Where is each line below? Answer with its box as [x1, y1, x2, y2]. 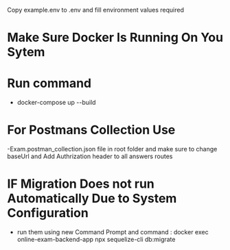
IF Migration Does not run [7, 176, 154, 192]
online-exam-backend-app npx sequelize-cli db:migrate [16, 236, 176, 243]
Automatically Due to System [7, 191, 177, 206]
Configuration [7, 205, 89, 221]
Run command [7, 75, 91, 91]
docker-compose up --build [16, 99, 96, 107]
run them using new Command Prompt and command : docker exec [16, 228, 209, 236]
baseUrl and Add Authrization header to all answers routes [7, 152, 173, 160]
